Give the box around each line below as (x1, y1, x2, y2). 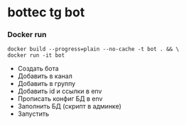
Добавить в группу (17, 80, 76, 88)
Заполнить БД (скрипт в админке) (17, 102, 122, 111)
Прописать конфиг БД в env (17, 94, 103, 103)
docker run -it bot (7, 52, 65, 59)
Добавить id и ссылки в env (17, 87, 102, 96)
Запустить (17, 109, 50, 118)
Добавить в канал (17, 72, 72, 80)
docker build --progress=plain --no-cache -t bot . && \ (7, 45, 180, 53)
